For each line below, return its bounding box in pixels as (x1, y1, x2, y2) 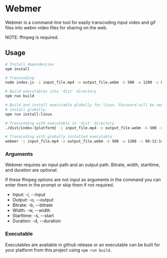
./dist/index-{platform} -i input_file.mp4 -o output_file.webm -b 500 (5, 125, 157, 130)
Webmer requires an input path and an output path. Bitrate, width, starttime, (5, 162, 161, 168)
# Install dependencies (5, 62, 55, 67)
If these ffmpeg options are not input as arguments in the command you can (5, 177, 161, 183)
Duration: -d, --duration (12, 218, 61, 224)
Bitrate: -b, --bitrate (12, 202, 53, 208)
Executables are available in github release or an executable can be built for (5, 242, 161, 248)
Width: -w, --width (12, 207, 51, 213)
